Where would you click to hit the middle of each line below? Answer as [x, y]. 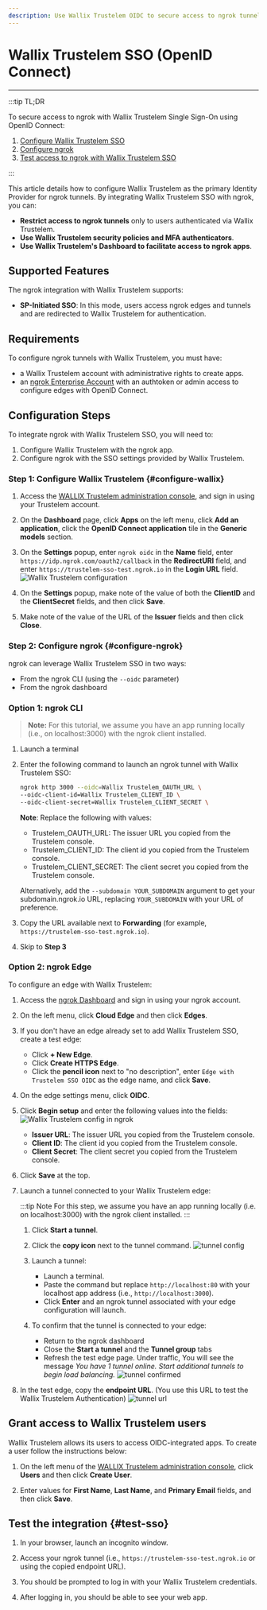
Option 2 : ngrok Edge [50, 967]
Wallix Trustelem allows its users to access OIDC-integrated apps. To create [132, 1442]
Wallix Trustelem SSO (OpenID [110, 54]
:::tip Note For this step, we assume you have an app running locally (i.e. [138, 1206]
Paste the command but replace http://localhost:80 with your [147, 1284]
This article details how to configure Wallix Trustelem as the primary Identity [133, 188]
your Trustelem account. [60, 505]
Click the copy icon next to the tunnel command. [112, 1245]
